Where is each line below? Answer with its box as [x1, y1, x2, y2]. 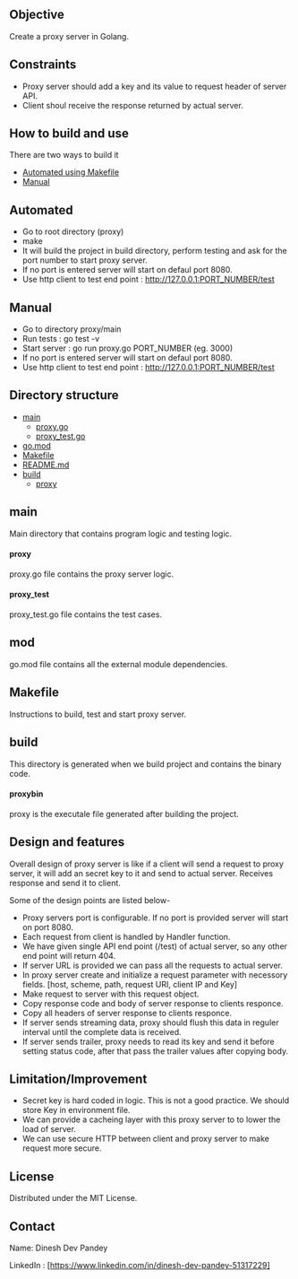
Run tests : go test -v [21, 334, 100, 344]
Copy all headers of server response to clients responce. [21, 1007, 233, 1018]
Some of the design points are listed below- [9, 894, 171, 905]
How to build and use [9, 126, 130, 142]
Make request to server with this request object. [21, 988, 200, 999]
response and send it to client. [9, 877, 121, 888]
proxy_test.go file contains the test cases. [9, 609, 163, 620]
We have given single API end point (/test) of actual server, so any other [21, 941, 288, 952]
